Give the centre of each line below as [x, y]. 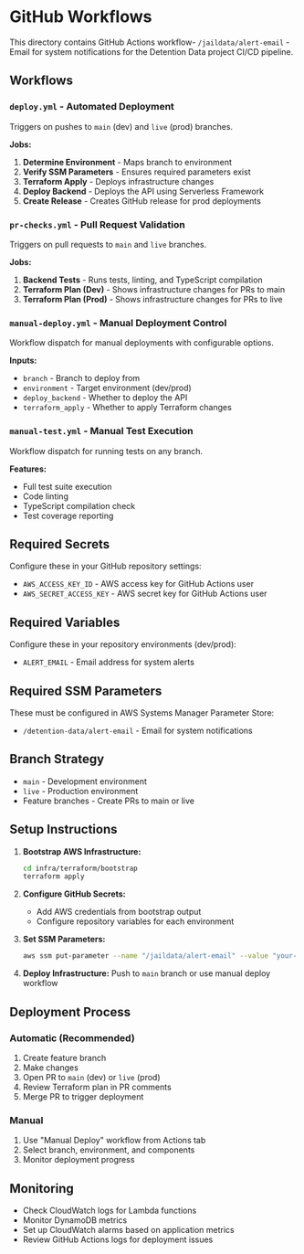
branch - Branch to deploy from [81, 378]
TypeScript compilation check [79, 505]
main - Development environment [85, 781]
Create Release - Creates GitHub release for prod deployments [142, 201]
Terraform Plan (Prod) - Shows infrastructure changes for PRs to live [152, 299]
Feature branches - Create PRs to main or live [108, 801]
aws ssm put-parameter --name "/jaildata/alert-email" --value [146, 956]
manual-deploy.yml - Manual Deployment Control [118, 323]
